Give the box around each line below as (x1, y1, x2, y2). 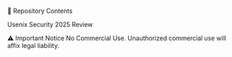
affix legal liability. (7, 42, 60, 49)
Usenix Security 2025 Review (7, 20, 93, 28)
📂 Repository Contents (7, 7, 73, 15)
